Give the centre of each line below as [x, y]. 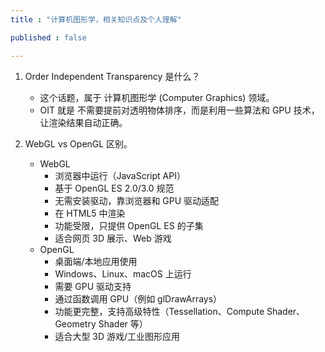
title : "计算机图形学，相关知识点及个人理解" [96, 19]
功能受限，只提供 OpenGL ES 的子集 [129, 225]
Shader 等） [123, 323]
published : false [48, 37]
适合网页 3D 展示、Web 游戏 [113, 238]
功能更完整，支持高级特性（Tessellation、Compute [159, 311]
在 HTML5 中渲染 [90, 213]
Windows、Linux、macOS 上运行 [123, 273]
